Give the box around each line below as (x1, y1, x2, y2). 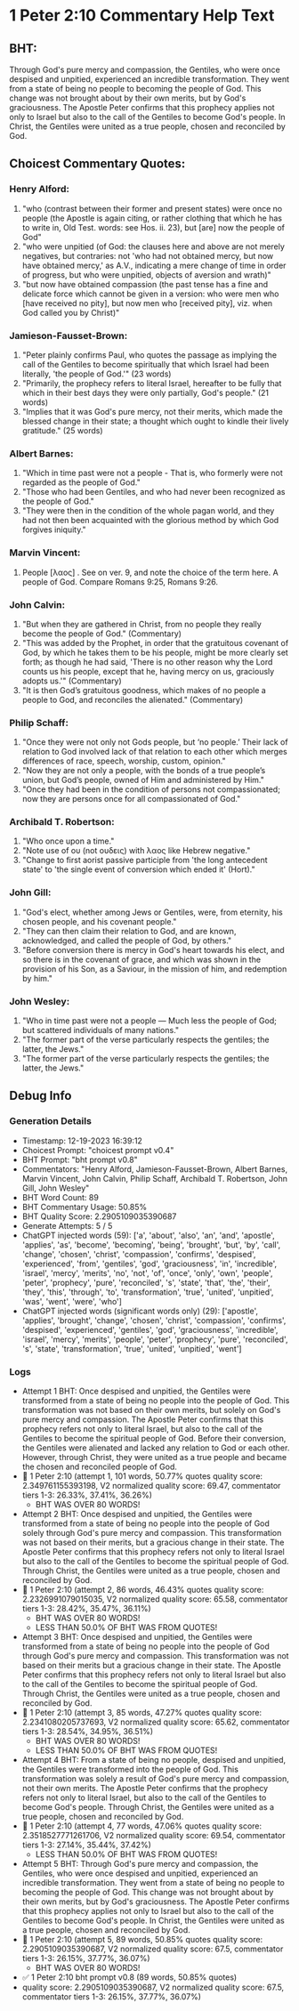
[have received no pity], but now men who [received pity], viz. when (21, 297, 273, 308)
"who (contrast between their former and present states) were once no (21, 203, 283, 214)
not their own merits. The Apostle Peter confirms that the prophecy (21, 1783, 269, 1794)
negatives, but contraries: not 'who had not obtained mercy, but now (21, 250, 274, 261)
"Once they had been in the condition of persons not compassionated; (21, 784, 280, 795)
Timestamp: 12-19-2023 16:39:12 (21, 1135, 142, 1146)
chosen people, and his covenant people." (21, 916, 177, 926)
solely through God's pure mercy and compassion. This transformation (21, 1528, 282, 1539)
